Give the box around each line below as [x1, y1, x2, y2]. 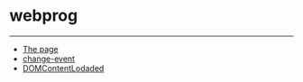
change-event [22, 53, 75, 64]
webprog [9, 5, 78, 26]
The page [22, 43, 59, 54]
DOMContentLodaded [22, 62, 105, 73]
